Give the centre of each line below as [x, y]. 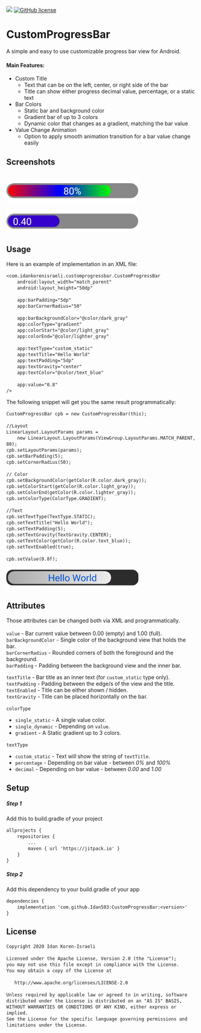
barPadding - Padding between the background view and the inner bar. [94, 665]
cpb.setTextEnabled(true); [40, 547]
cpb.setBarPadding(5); [35, 456]
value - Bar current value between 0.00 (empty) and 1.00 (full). [84, 633]
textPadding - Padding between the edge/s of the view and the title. [91, 683]
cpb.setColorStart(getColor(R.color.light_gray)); [71, 486]
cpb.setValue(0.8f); [32, 559]
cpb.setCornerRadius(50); [39, 462]
